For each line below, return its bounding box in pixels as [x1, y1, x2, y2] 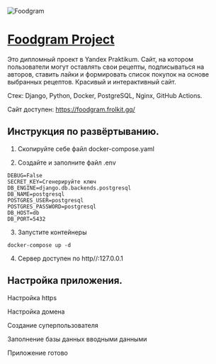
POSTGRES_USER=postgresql [7, 197, 84, 204]
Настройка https [7, 293, 57, 302]
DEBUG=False [7, 172, 42, 179]
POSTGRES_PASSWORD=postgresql [7, 203, 97, 210]
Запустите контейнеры [17, 228, 87, 236]
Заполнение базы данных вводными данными [7, 334, 147, 343]
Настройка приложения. [7, 275, 123, 287]
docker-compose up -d [7, 241, 72, 248]
